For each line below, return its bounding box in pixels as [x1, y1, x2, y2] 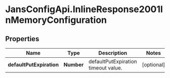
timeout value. [88, 64, 122, 71]
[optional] [142, 61, 165, 68]
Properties [5, 34, 39, 43]
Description [98, 50, 127, 56]
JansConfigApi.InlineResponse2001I [5, 4, 163, 15]
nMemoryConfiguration [5, 14, 107, 26]
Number [63, 61, 84, 68]
